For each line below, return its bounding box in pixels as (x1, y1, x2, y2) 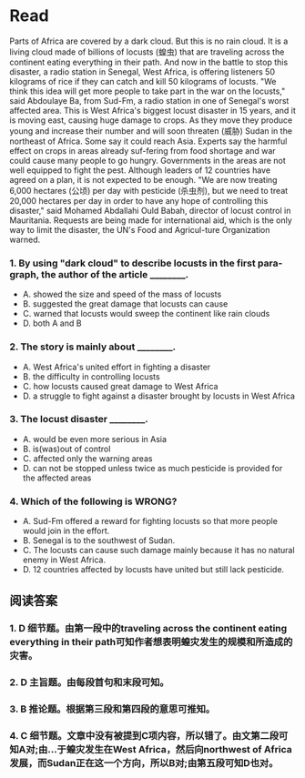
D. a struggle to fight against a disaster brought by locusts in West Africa (22, 390, 296, 401)
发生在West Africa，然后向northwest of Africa (85, 743, 293, 756)
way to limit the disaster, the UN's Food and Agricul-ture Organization (9, 224, 270, 235)
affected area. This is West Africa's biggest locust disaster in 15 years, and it (9, 105, 296, 116)
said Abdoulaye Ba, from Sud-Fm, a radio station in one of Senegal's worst (9, 95, 290, 106)
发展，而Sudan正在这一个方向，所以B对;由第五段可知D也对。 (9, 757, 279, 770)
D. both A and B (22, 318, 82, 328)
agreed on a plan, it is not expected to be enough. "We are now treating (9, 174, 278, 185)
